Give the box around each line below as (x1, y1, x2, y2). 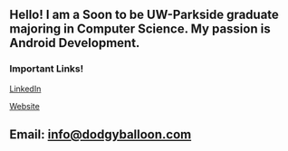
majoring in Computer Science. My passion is (9, 22, 271, 37)
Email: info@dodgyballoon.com (9, 127, 192, 143)
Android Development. (9, 35, 140, 51)
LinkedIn (9, 83, 42, 94)
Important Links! (9, 62, 84, 75)
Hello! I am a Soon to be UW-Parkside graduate (9, 7, 279, 23)
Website (9, 100, 41, 111)
